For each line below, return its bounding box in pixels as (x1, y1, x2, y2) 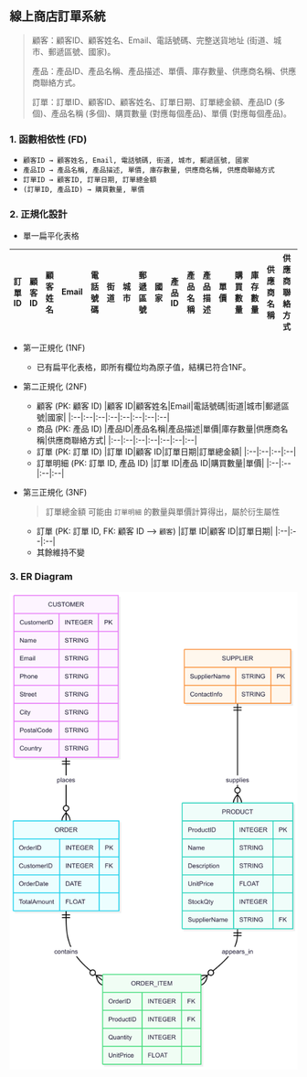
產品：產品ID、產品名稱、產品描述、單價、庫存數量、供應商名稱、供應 (31, 65, 297, 76)
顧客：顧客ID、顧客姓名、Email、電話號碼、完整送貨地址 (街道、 (31, 35, 274, 46)
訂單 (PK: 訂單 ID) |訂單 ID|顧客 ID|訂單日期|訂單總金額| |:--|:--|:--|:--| (36, 446, 297, 457)
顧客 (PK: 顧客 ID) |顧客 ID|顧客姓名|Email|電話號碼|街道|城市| (36, 400, 266, 411)
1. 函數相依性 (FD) (9, 133, 88, 145)
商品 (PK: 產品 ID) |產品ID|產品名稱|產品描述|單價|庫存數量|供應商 (36, 423, 281, 434)
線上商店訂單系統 (9, 8, 106, 25)
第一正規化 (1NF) (22, 342, 86, 354)
